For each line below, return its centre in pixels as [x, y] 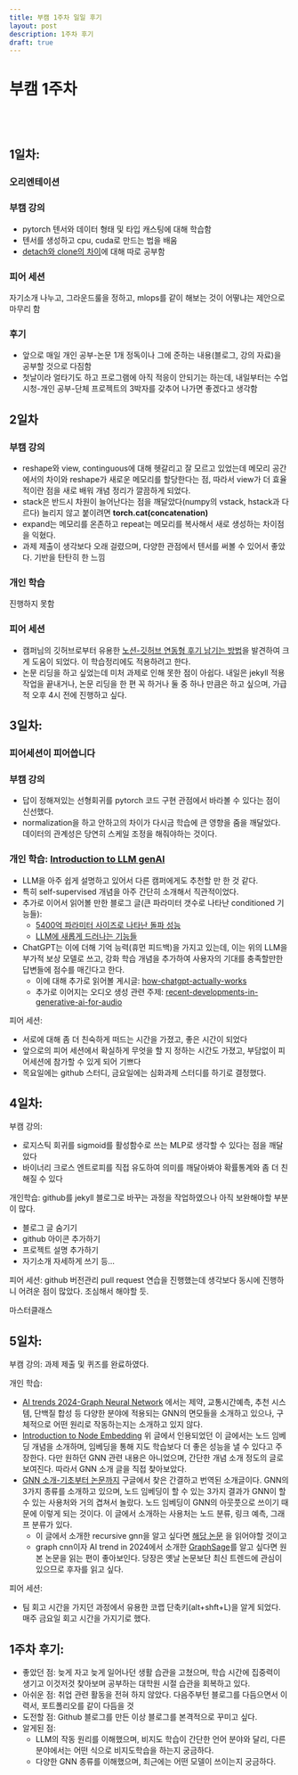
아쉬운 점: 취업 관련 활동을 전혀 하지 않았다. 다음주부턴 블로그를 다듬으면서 [150, 1695]
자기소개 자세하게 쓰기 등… [68, 1261]
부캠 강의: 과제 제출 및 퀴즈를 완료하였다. [79, 1364]
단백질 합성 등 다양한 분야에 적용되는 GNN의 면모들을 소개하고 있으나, [154, 1413]
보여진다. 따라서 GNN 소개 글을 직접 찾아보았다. [104, 1469]
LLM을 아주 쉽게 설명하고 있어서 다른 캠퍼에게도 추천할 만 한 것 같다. [140, 880]
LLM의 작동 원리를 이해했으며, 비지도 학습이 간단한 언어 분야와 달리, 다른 [161, 1739]
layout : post [33, 26]
